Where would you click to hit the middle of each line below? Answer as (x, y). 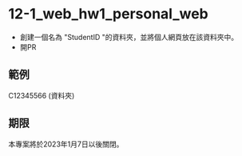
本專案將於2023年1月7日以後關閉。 (66, 144)
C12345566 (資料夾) (42, 95)
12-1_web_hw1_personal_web (109, 14)
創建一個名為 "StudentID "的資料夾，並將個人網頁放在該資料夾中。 (129, 37)
